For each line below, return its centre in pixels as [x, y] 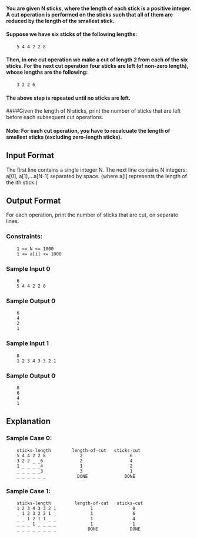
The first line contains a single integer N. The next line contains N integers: [96, 170]
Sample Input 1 [27, 343]
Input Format [30, 155]
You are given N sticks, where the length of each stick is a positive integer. [99, 8]
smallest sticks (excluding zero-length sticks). [64, 137]
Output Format [34, 201]
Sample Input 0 [28, 268]
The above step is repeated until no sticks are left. [69, 98]
